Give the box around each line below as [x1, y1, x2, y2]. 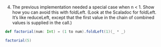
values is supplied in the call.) [12, 20, 72, 25]
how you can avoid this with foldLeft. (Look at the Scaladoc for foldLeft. [12, 9, 157, 15]
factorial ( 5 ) [5, 38, 32, 43]
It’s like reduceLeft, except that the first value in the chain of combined [12, 15, 155, 20]
